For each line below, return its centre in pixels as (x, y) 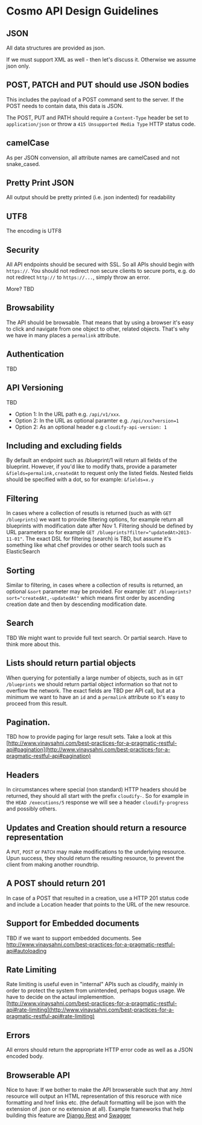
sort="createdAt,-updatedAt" (43, 598)
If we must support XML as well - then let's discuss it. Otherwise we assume (101, 59)
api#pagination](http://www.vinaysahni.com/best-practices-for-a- (88, 750)
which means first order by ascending (128, 598)
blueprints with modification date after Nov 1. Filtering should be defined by (100, 526)
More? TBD (20, 289)
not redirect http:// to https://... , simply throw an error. (78, 277)
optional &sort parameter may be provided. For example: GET (81, 591)
